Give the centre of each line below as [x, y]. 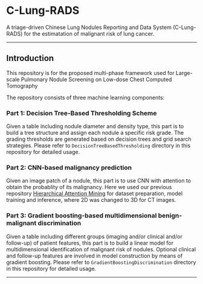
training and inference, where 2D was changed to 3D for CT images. [91, 200]
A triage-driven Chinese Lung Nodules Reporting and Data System [89, 27]
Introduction [30, 58]
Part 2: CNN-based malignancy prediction [69, 167]
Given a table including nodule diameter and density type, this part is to [95, 126]
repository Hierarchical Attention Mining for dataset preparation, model [95, 193]
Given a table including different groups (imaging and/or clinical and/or [94, 236]
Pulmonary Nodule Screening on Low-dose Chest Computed [96, 79]
